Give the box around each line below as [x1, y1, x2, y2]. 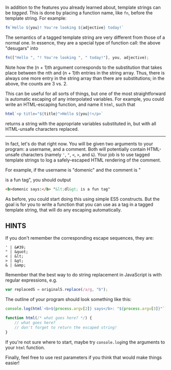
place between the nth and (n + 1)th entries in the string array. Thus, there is [5, 70, 165, 76]
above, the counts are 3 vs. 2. [5, 80, 68, 86]
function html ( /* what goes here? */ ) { [5, 315, 93, 321]
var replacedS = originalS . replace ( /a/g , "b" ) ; [5, 287, 108, 292]
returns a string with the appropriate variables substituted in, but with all [5, 120, 156, 127]
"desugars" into [5, 45, 38, 51]
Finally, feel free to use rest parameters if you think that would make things [5, 354, 162, 360]
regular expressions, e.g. [5, 277, 58, 283]
